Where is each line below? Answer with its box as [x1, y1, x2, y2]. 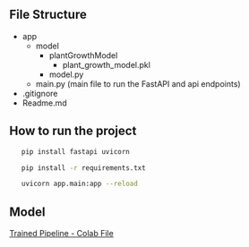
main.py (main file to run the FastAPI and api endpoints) [35, 78, 241, 89]
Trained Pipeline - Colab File [9, 228, 114, 239]
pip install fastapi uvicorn [21, 147, 130, 156]
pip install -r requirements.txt [21, 163, 146, 173]
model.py [48, 69, 84, 80]
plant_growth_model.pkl [62, 59, 150, 70]
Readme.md [21, 98, 67, 108]
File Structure [9, 7, 87, 22]
